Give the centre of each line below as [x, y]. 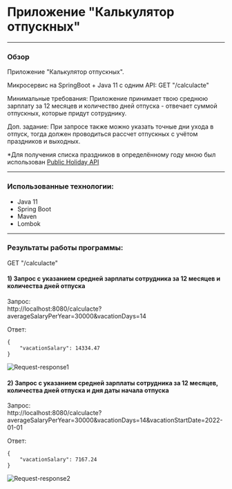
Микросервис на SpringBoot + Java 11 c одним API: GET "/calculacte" [108, 85]
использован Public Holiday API [53, 162]
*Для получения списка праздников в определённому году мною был [112, 155]
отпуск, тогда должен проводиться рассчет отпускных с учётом [103, 134]
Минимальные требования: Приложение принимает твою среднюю [108, 99]
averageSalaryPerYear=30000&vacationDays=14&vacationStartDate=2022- [115, 420]
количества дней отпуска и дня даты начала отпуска [88, 390]
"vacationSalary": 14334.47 [60, 348]
